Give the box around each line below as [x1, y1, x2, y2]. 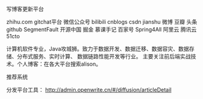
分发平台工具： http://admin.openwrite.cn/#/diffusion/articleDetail [6, 86, 172, 93]
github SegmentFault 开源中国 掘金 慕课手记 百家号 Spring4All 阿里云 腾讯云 [6, 26, 197, 33]
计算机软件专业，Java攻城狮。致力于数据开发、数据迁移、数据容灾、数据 [6, 45, 190, 52]
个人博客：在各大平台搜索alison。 [16, 60, 102, 67]
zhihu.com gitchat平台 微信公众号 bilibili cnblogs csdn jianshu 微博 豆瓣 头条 [6, 18, 198, 26]
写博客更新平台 [6, 5, 44, 12]
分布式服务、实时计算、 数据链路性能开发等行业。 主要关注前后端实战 [16, 53, 191, 60]
